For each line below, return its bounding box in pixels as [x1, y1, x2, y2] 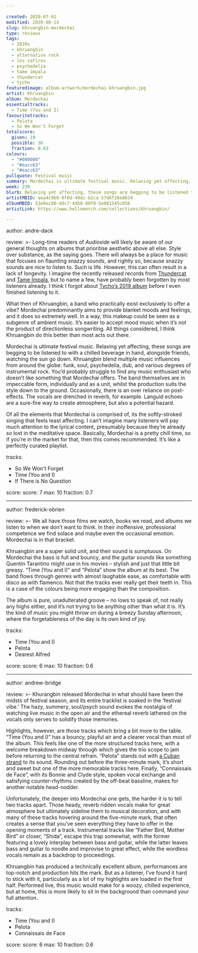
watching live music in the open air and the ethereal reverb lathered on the [6, 709, 187, 717]
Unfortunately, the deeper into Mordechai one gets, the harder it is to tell [6, 795, 182, 803]
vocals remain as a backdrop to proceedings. [6, 852, 116, 859]
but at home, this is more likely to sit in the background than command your [6, 888, 190, 895]
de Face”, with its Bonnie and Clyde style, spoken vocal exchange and [6, 771, 176, 778]
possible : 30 [11, 140, 44, 146]
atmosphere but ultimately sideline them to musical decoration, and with [6, 808, 181, 815]
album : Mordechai [6, 96, 49, 102]
